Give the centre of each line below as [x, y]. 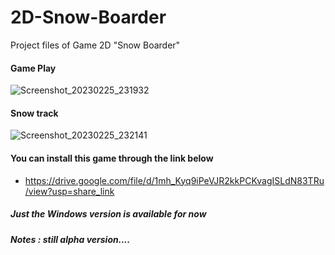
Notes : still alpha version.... [70, 239]
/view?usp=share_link [69, 191]
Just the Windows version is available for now [108, 214]
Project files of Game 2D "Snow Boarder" [95, 45]
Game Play [33, 68]
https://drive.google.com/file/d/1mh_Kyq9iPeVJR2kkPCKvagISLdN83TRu [174, 180]
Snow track [34, 113]
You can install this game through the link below [112, 158]
